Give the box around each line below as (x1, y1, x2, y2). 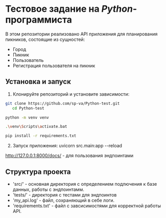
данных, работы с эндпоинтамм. (12, 186, 84, 192)
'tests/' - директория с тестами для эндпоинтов (12, 191, 117, 198)
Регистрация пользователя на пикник (12, 62, 96, 69)
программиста (5, 14, 73, 26)
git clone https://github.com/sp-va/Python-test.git (5, 101, 120, 106)
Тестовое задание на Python (5, 3, 133, 15)
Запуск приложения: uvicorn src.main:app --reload (12, 143, 123, 149)
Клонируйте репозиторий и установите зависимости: (12, 91, 130, 97)
